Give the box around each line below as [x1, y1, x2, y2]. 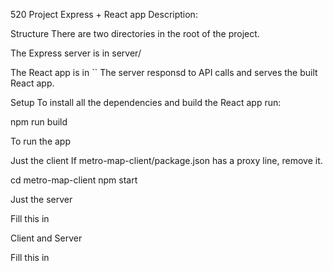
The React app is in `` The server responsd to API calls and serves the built [10, 67, 318, 78]
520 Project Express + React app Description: [10, 9, 198, 20]
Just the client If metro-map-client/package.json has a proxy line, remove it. [10, 155, 323, 166]
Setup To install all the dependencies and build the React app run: [10, 97, 282, 108]
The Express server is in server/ [10, 47, 142, 59]
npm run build [10, 116, 68, 128]
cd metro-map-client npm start [10, 174, 138, 186]
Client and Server [10, 232, 83, 244]
